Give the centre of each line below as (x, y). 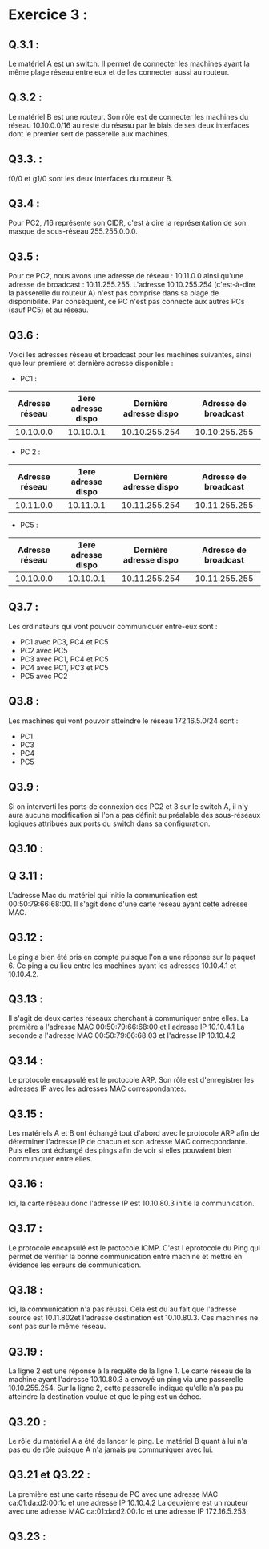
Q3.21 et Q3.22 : (49, 1475)
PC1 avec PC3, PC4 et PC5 (64, 642)
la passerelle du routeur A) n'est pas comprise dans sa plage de (114, 293)
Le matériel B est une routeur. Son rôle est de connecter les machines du (128, 116)
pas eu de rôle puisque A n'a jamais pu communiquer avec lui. (111, 1449)
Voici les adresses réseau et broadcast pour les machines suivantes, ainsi (130, 355)
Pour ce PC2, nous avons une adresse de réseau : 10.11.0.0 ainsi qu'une (126, 276)
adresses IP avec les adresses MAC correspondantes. (97, 1088)
